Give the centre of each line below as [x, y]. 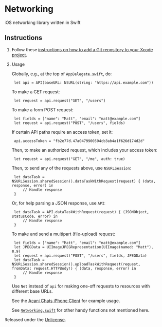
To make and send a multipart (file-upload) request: [63, 234]
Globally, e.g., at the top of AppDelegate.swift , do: [62, 74]
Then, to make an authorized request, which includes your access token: [84, 150]
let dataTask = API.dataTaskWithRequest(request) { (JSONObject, [81, 212]
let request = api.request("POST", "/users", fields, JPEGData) [80, 255]
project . [19, 55]
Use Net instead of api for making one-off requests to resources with [81, 286]
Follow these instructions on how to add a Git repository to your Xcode [82, 49]
